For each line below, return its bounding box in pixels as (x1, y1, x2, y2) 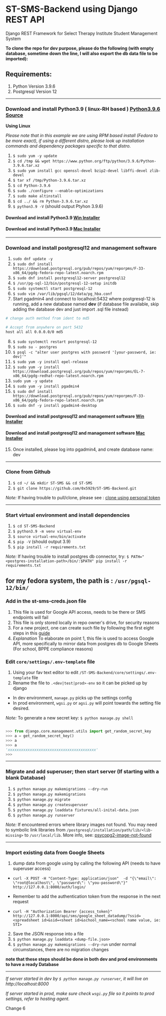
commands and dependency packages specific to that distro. (5, 143, 131, 149)
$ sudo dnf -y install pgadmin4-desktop (12, 403, 97, 408)
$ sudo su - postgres (12, 344, 57, 349)
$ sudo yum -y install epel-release (12, 359, 88, 364)
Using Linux (5, 123, 31, 129)
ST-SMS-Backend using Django (5, 3, 138, 15)
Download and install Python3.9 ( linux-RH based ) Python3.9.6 (5, 105, 161, 112)
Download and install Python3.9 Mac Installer (5, 226, 101, 232)
